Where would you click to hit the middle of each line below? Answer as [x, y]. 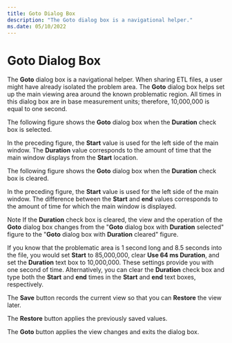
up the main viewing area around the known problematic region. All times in [115, 95]
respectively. [25, 284]
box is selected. [30, 130]
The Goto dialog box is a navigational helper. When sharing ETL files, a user [115, 79]
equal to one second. [37, 109]
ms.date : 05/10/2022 [37, 26]
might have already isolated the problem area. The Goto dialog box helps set [116, 87]
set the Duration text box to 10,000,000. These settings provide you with [110, 262]
